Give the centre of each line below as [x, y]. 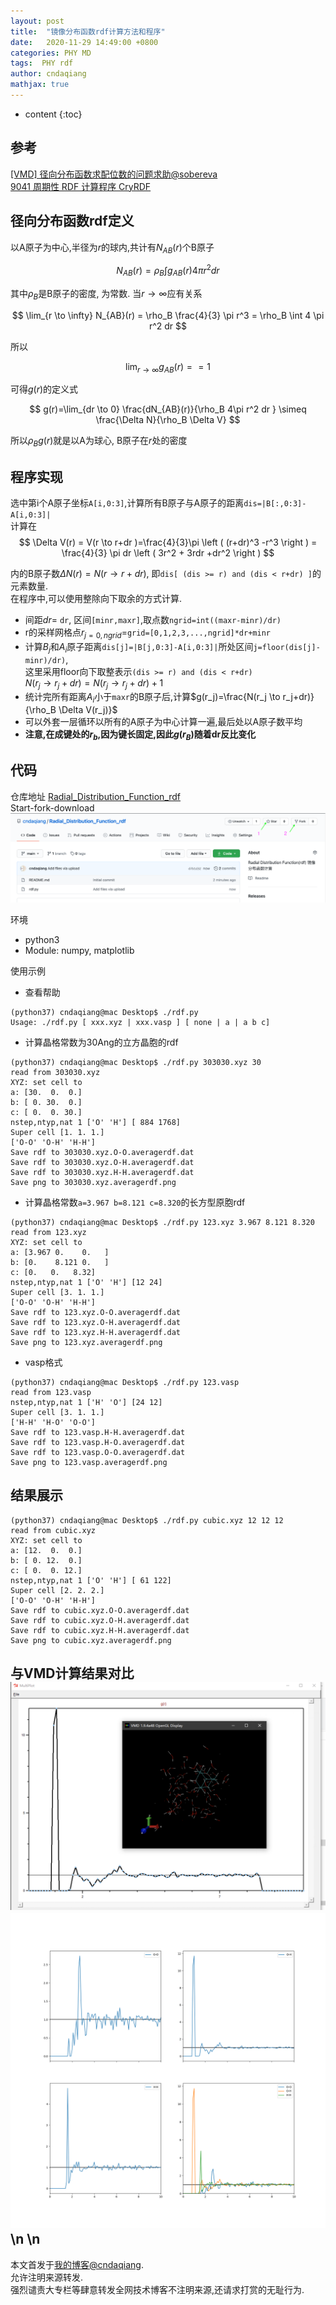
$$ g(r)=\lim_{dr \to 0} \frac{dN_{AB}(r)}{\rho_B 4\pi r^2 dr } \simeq [168, 409]
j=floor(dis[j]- [287, 647]
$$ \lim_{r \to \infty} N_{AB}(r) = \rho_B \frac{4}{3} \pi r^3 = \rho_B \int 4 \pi [168, 315]
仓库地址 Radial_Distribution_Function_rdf [96, 796]
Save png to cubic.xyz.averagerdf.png [91, 1640]
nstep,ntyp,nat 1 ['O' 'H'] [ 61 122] [91, 1580]
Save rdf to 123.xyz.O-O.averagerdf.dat [96, 1312]
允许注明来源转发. [47, 2277]
